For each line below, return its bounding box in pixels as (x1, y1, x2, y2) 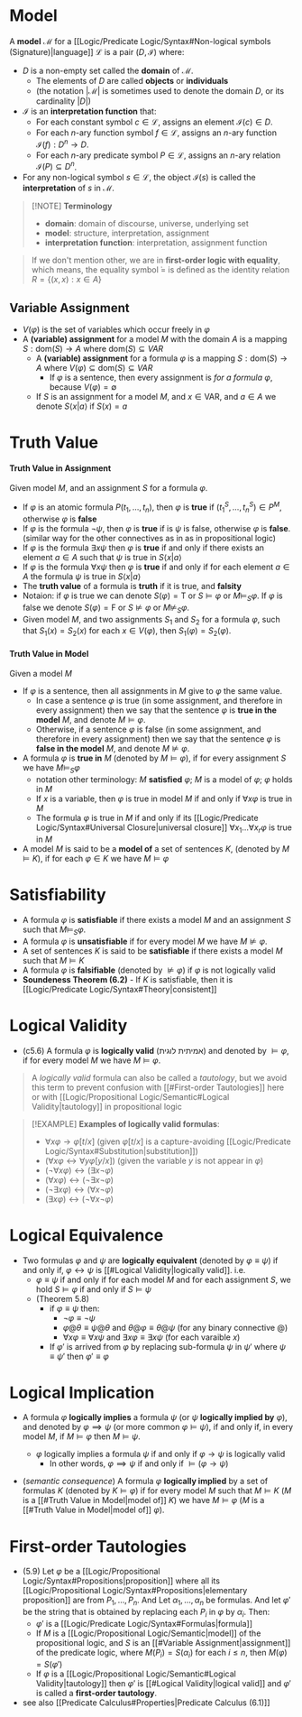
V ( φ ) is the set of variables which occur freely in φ (22, 324, 210, 335)
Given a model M (9, 669, 72, 679)
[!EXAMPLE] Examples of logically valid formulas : (31, 1118, 220, 1129)
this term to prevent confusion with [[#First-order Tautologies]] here (31, 1082, 285, 1093)
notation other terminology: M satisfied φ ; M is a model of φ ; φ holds (35, 774, 293, 785)
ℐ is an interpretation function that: (22, 106, 157, 116)
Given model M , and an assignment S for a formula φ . (9, 483, 208, 494)
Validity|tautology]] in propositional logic (31, 1101, 182, 1112)
